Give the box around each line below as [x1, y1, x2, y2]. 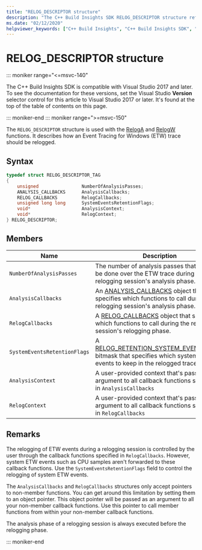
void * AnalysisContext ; [17, 206, 125, 212]
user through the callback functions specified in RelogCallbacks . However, [6, 452, 191, 459]
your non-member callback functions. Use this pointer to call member [6, 502, 179, 509]
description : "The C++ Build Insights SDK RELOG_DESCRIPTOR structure [6, 14, 187, 21]
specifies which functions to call [95, 294, 186, 302]
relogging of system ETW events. [6, 471, 89, 478]
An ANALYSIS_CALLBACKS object [95, 286, 191, 295]
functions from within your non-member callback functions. [6, 508, 155, 516]
